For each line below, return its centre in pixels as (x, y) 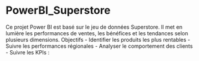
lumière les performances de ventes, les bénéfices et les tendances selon (97, 33)
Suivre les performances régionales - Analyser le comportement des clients (99, 46)
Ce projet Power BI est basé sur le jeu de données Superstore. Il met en (94, 27)
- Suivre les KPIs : (28, 52)
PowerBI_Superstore (58, 10)
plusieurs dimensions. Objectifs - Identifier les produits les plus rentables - (98, 39)
